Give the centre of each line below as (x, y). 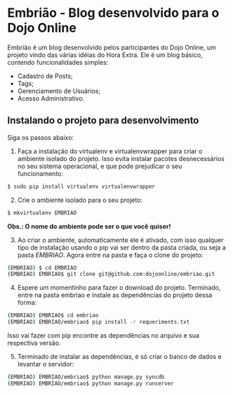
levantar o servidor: (46, 364)
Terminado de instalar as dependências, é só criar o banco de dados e (120, 356)
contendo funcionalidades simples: (58, 62)
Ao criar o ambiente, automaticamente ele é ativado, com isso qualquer (121, 240)
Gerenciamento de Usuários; (59, 91)
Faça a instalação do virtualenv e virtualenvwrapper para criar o (110, 151)
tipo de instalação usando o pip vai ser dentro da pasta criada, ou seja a (121, 247)
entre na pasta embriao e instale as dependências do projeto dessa (115, 295)
